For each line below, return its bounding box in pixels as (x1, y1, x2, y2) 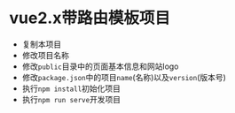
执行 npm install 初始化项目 (21, 83, 121, 94)
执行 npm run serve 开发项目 (21, 94, 121, 104)
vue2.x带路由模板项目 (9, 8, 171, 28)
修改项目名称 (21, 49, 69, 60)
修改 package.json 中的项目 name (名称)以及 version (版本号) (21, 72, 226, 82)
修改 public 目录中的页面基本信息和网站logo (21, 61, 179, 72)
